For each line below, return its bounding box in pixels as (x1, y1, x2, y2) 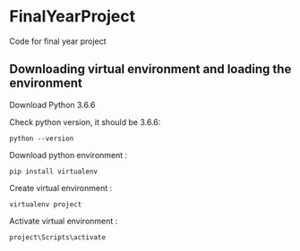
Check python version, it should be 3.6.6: (9, 116, 161, 127)
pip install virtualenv (9, 167, 99, 176)
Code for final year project (9, 36, 107, 46)
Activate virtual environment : (9, 215, 118, 226)
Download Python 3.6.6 (9, 99, 96, 110)
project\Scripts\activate (9, 232, 106, 242)
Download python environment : (9, 149, 128, 160)
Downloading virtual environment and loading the (9, 62, 292, 77)
